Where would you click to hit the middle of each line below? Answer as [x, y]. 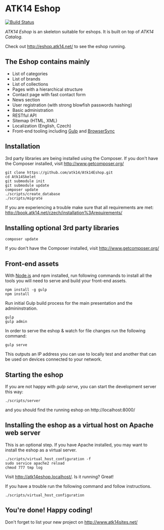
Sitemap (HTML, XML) [35, 120]
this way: [14, 392]
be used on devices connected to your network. [54, 359]
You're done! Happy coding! [49, 510]
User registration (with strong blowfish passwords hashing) [72, 105]
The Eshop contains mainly [47, 62]
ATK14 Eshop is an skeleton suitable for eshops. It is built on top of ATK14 [79, 31]
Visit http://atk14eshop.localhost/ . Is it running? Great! [59, 477]
